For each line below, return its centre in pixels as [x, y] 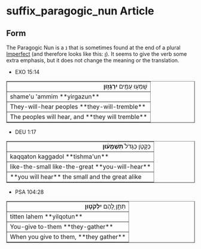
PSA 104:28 [29, 192]
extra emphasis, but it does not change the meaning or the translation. [93, 60]
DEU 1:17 [26, 132]
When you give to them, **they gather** [68, 237]
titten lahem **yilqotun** [46, 216]
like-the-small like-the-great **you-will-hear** [80, 166]
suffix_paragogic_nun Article [80, 11]
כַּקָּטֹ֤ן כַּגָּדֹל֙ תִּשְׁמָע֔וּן [127, 146]
